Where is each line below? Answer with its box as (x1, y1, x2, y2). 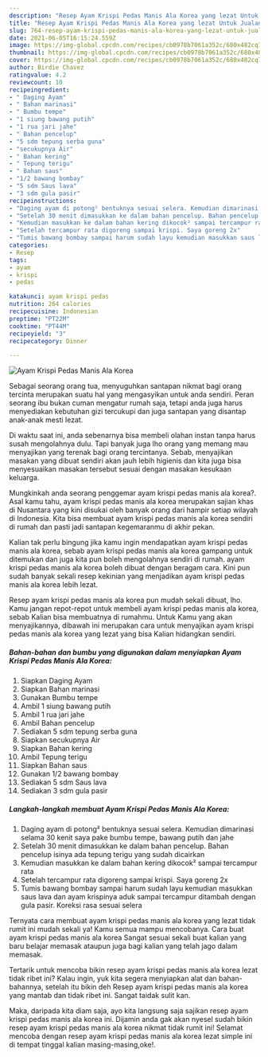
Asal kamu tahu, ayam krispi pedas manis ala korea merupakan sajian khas (9, 497, 254, 507)
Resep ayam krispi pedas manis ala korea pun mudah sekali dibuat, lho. (9, 595, 243, 605)
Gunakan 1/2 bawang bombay (20, 769, 118, 779)
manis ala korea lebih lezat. (9, 580, 99, 589)
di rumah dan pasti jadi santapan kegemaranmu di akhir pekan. (9, 523, 216, 532)
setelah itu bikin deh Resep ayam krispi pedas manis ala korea (45, 982, 249, 992)
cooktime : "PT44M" (9, 322, 70, 331)
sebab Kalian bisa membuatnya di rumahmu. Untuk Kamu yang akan (9, 613, 233, 622)
